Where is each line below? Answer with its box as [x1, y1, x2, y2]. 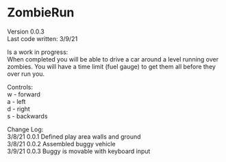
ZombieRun [7, 5, 75, 21]
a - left [7, 97, 26, 105]
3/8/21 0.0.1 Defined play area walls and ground [7, 132, 142, 141]
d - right [7, 105, 31, 113]
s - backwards [7, 111, 48, 120]
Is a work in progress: [7, 48, 68, 56]
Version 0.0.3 [7, 27, 45, 36]
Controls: [7, 83, 33, 91]
